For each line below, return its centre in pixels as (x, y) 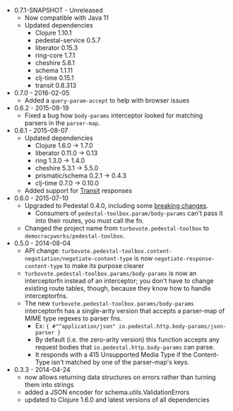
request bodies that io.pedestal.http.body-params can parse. (125, 347)
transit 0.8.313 (55, 85)
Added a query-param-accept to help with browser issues (107, 100)
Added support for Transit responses (78, 191)
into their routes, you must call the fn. (89, 221)
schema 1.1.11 (54, 70)
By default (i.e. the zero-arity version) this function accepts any (127, 340)
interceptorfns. (46, 296)
